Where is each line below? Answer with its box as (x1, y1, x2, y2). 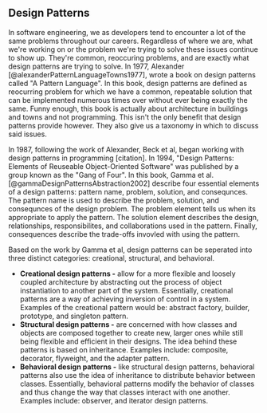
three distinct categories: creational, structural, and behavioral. (8, 253, 215, 262)
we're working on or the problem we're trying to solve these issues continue (8, 44, 259, 54)
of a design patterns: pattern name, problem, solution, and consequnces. (8, 187, 249, 196)
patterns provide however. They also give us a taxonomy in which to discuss (8, 120, 259, 130)
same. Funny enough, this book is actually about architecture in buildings (8, 104, 249, 113)
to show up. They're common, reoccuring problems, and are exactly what (8, 53, 249, 62)
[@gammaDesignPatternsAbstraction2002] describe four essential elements (8, 179, 260, 188)
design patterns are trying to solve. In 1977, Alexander (8, 61, 185, 71)
